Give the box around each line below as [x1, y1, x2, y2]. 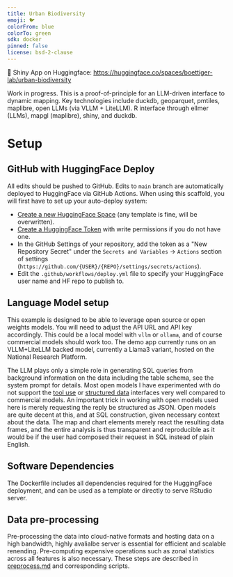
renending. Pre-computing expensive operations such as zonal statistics [7, 547, 214, 555]
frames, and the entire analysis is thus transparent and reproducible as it [7, 425, 216, 433]
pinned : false [7, 43, 49, 49]
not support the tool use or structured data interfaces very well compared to [7, 388, 226, 397]
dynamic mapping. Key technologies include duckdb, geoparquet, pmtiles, [7, 96, 220, 105]
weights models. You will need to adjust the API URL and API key [7, 323, 193, 331]
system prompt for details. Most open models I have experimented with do [7, 380, 220, 389]
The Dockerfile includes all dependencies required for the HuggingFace [7, 479, 213, 487]
